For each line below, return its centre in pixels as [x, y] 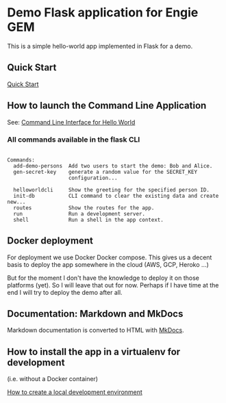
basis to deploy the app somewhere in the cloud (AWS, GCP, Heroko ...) [108, 264]
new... [16, 202]
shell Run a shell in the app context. [89, 220]
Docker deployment [50, 241]
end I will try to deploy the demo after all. [65, 292]
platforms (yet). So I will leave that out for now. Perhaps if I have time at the [113, 285]
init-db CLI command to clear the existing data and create [116, 196]
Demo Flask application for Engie [103, 13]
